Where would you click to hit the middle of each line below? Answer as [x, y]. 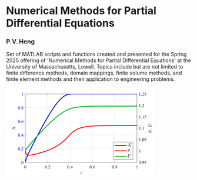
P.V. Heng [21, 42]
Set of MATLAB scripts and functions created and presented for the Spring [96, 55]
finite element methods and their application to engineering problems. [91, 79]
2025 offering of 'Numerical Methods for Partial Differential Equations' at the [98, 60]
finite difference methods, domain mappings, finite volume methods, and [94, 73]
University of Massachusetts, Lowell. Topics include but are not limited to [95, 67]
